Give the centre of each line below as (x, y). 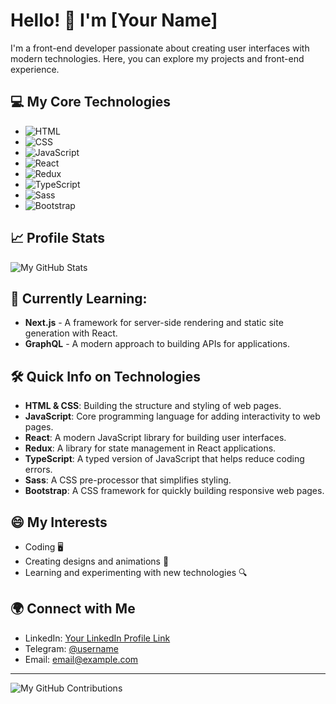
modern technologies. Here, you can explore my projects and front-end (157, 58)
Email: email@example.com (81, 659)
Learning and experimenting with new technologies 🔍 (136, 572)
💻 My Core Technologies (90, 102)
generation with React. (71, 333)
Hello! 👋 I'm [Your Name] (114, 20)
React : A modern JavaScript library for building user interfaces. (155, 438)
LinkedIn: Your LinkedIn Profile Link (97, 638)
